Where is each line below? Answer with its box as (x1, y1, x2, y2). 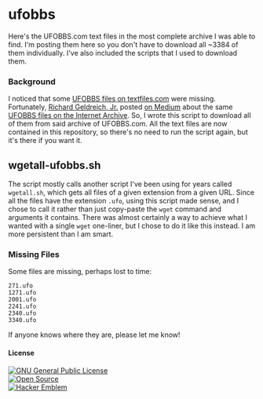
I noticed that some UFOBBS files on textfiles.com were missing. (8, 94, 216, 104)
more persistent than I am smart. (8, 229, 114, 239)
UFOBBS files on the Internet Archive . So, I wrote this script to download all (8, 111, 251, 120)
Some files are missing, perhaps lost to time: (8, 267, 152, 276)
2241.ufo (8, 302, 37, 311)
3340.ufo (8, 317, 37, 324)
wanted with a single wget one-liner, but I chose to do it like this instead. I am (8, 221, 256, 231)
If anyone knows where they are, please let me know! (8, 330, 181, 339)
